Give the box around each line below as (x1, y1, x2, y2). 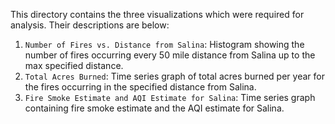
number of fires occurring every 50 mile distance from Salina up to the (24, 49, 316, 61)
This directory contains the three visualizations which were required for (10, 9, 305, 20)
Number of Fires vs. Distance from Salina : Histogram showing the (24, 39, 305, 50)
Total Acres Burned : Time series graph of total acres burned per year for (24, 70, 325, 82)
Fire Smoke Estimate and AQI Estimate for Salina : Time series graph (24, 92, 316, 103)
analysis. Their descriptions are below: (10, 19, 170, 31)
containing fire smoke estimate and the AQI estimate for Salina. (24, 102, 285, 114)
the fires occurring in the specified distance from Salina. (24, 81, 257, 93)
